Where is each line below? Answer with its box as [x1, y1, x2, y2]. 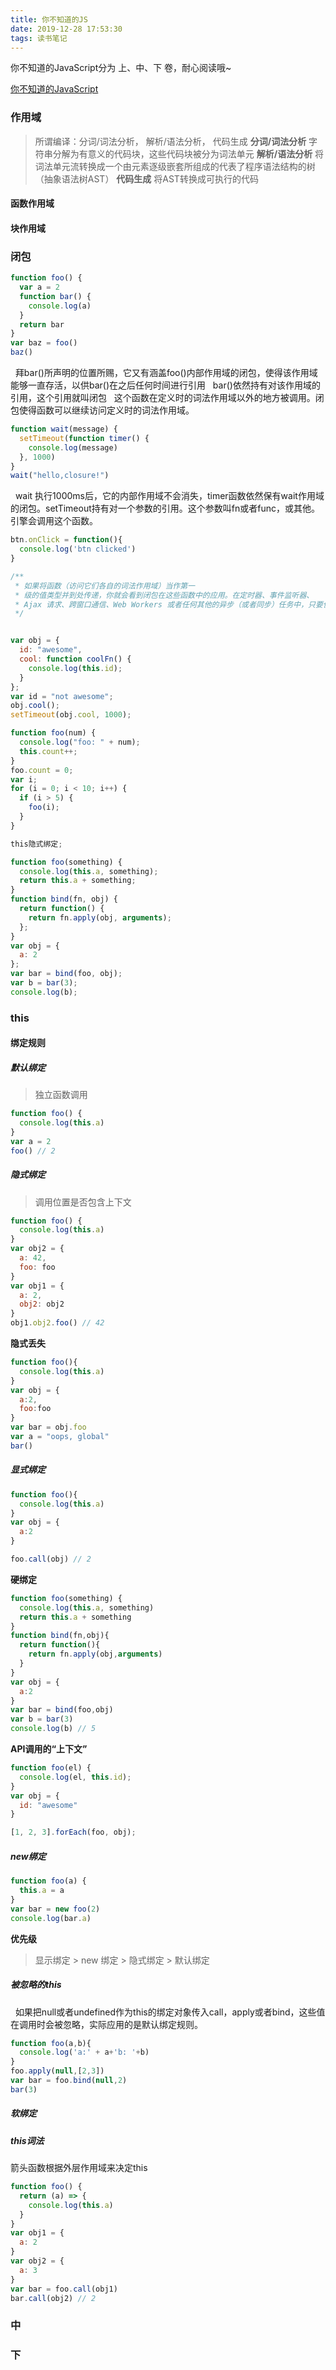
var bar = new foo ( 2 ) [10, 1904, 101, 1914]
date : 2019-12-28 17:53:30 [10, 24, 123, 34]
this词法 [10, 2134, 45, 2146]
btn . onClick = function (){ [10, 535, 123, 545]
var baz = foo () [10, 338, 78, 348]
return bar [19, 319, 65, 330]
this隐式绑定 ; [10, 839, 63, 849]
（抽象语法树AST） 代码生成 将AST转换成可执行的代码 [34, 172, 259, 185]
